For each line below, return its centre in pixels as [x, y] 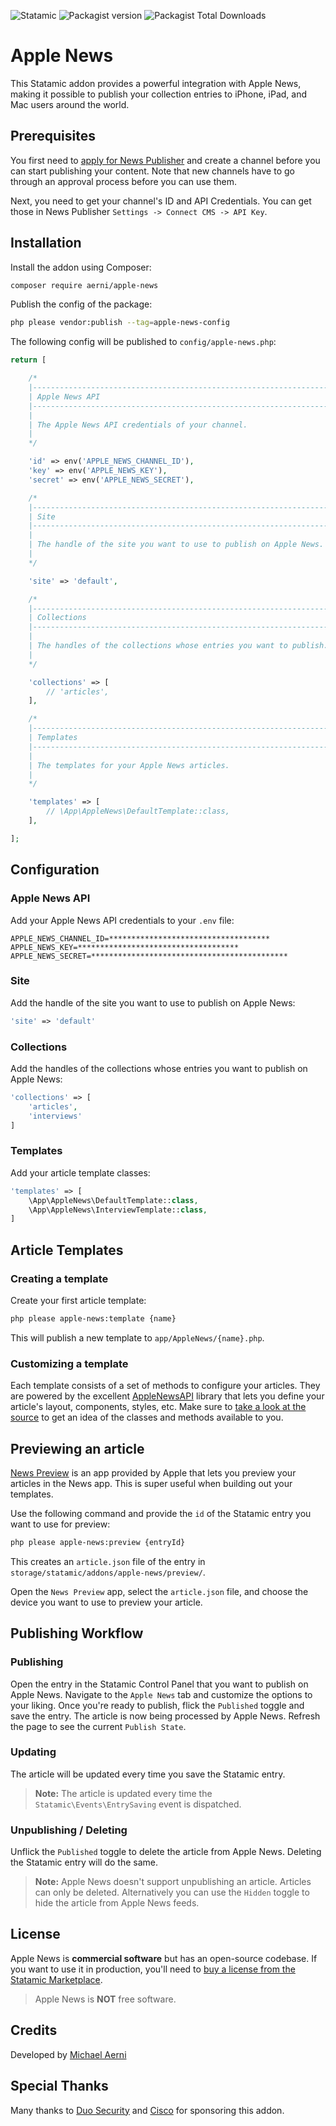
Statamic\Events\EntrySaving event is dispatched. [138, 1804]
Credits [34, 2030]
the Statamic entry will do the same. [84, 1862]
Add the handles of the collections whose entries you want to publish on [159, 1068]
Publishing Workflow [77, 1633]
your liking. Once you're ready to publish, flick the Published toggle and [157, 1705]
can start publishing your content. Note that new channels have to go [152, 171]
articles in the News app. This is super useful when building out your [151, 1483]
